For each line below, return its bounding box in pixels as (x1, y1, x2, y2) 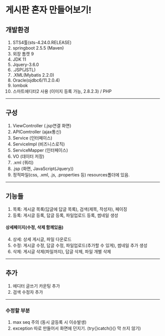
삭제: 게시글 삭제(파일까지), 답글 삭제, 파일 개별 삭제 (12, 249, 112, 254)
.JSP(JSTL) (12, 67, 36, 73)
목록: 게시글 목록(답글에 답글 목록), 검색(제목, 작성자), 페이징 (12, 206, 128, 212)
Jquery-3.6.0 (12, 62, 39, 67)
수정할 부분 (5, 307, 30, 314)
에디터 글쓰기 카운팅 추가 (12, 283, 60, 289)
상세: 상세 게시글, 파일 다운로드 (12, 236, 72, 242)
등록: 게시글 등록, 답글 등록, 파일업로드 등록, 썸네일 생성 (12, 212, 118, 218)
